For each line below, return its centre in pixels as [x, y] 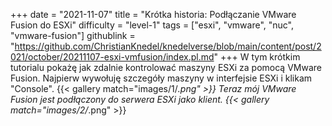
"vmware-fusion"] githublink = [73, 35]
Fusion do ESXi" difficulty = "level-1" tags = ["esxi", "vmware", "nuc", [152, 25]
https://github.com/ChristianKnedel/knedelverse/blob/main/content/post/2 [168, 46]
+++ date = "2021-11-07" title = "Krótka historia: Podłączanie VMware [153, 14]
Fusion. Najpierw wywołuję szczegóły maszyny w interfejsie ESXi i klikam [161, 78]
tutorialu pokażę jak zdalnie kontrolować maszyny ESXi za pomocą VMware [166, 67]
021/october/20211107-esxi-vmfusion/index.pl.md [112, 57]
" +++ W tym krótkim [257, 57]
